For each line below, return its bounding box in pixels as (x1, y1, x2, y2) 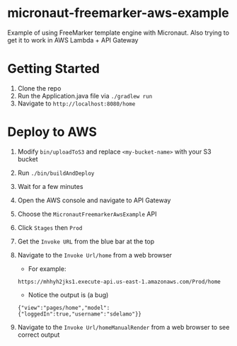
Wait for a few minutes (17, 182, 83, 190)
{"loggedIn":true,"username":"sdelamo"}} (17, 310, 141, 318)
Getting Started (7, 61, 100, 77)
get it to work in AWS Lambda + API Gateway (7, 35, 139, 44)
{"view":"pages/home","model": (17, 304, 110, 311)
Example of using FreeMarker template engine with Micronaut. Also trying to (7, 28, 230, 37)
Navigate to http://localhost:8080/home (17, 99, 136, 108)
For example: (28, 264, 67, 273)
